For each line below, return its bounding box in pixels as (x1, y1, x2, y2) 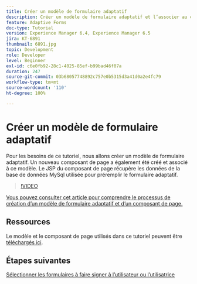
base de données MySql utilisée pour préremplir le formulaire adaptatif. (6, 171, 178, 178)
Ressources (6, 217, 51, 227)
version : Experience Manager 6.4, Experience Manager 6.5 (6, 30, 151, 36)
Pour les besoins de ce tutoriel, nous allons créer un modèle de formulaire (6, 152, 185, 159)
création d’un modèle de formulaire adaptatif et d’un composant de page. (6, 200, 183, 207)
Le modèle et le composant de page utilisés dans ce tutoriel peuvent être (6, 232, 183, 239)
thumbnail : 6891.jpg (6, 42, 57, 47)
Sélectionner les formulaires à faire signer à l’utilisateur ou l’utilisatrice (6, 271, 175, 278)
